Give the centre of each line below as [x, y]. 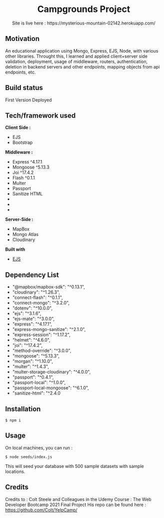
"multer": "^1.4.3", [30, 366]
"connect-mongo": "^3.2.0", [41, 303]
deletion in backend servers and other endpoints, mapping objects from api [82, 66]
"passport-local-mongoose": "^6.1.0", [51, 388]
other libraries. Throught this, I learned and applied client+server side [77, 56]
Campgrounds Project [84, 9]
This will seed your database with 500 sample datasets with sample [75, 466]
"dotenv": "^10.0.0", [32, 308]
